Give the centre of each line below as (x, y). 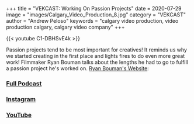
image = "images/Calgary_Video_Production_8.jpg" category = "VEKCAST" (96, 15)
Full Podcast (24, 83)
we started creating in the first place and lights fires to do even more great (96, 56)
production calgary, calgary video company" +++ (65, 27)
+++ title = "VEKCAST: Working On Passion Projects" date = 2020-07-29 (94, 8)
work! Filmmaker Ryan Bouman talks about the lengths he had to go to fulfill (97, 62)
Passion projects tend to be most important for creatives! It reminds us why (96, 50)
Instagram (21, 99)
